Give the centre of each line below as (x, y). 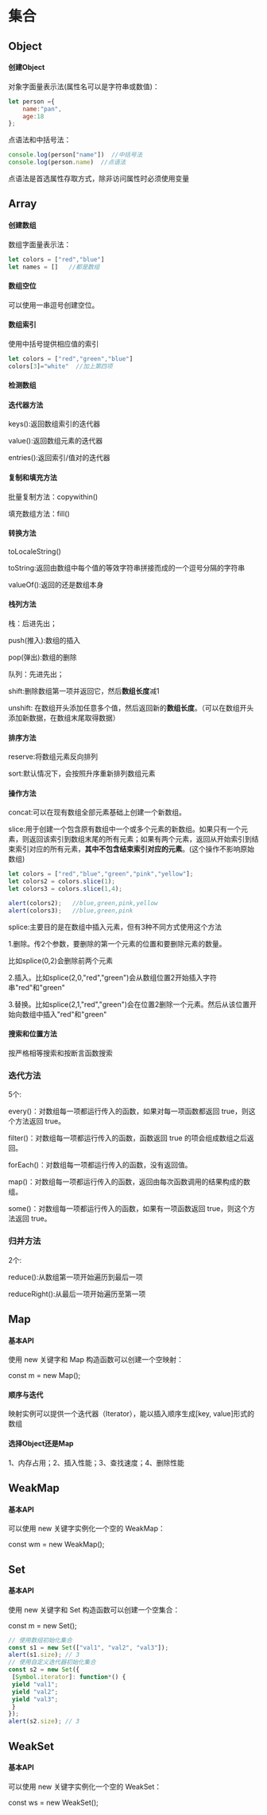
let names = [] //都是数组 (54, 267)
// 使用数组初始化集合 (41, 1640)
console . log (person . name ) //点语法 (67, 163)
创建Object (27, 68)
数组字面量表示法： (40, 244)
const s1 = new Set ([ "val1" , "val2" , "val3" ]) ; (89, 1647)
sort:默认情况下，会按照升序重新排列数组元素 (82, 774)
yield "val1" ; (35, 1684)
